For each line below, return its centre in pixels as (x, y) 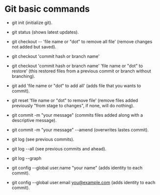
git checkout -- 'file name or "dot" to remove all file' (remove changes (82, 41)
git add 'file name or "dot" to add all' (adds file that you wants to (76, 85)
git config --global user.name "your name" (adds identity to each (77, 168)
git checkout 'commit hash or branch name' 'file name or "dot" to (77, 66)
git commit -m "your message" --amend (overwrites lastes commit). (80, 130)
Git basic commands (47, 9)
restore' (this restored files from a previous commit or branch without (81, 71)
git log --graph (27, 158)
